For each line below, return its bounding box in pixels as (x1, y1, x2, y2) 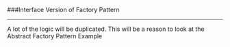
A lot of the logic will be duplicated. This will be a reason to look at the (7, 25, 205, 33)
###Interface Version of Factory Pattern (7, 6, 120, 13)
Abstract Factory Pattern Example (7, 32, 103, 40)
